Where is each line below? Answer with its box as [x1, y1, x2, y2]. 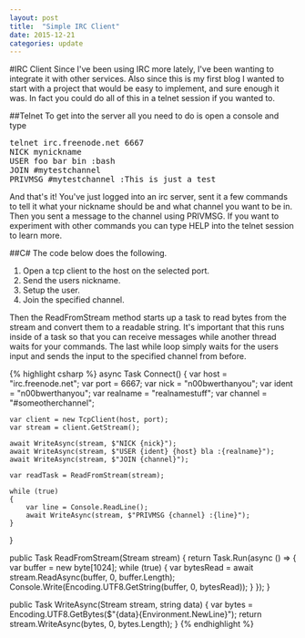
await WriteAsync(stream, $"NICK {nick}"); [9, 439, 178, 448]
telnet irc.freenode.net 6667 [9, 138, 145, 149]
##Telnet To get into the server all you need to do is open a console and [9, 110, 280, 121]
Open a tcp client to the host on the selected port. [22, 265, 210, 276]
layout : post [9, 13, 59, 23]
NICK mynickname [9, 147, 82, 158]
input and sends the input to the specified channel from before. [9, 351, 247, 362]
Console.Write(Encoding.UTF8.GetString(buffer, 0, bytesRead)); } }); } [9, 581, 270, 592]
